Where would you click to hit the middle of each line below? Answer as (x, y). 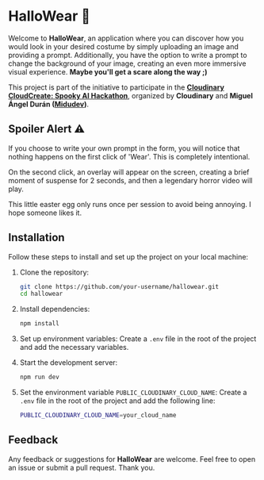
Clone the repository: (54, 272)
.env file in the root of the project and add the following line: (117, 401)
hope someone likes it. (45, 213)
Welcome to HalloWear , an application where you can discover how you (126, 38)
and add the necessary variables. (74, 348)
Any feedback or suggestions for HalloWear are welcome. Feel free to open (132, 459)
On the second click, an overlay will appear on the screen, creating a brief (129, 172)
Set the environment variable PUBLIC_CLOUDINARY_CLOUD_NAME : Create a (133, 393)
